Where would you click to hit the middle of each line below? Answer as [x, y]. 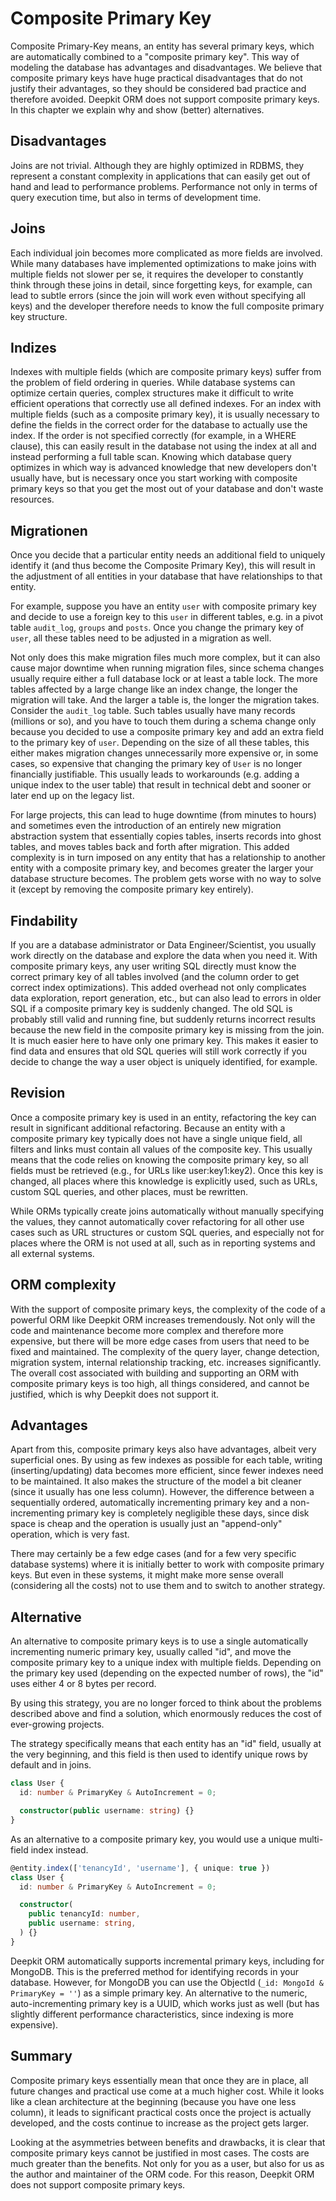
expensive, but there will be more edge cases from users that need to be [160, 1341]
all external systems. [52, 1253]
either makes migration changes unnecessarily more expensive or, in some [164, 753]
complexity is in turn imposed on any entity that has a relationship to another [168, 858]
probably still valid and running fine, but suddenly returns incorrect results [163, 1019]
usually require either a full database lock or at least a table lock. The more [164, 679]
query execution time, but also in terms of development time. [136, 197]
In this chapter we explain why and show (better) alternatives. [137, 109]
